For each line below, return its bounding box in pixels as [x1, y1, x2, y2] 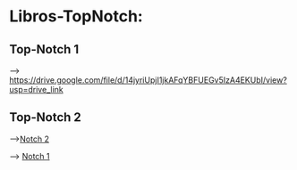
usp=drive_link [9, 85, 64, 94]
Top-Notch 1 [9, 42, 80, 57]
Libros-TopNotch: [9, 6, 143, 27]
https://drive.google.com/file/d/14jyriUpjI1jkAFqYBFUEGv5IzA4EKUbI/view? [9, 75, 288, 85]
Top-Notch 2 [9, 109, 82, 125]
